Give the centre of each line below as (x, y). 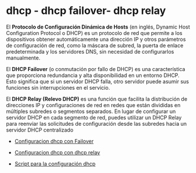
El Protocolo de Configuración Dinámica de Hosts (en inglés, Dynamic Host (98, 27)
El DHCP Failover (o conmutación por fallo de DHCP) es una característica (96, 69)
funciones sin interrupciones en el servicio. (58, 87)
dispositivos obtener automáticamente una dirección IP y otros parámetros (96, 39)
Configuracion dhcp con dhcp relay (57, 152)
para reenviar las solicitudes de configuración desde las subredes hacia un (97, 123)
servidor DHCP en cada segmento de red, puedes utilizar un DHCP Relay (94, 117)
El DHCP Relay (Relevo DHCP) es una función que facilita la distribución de (97, 99)
